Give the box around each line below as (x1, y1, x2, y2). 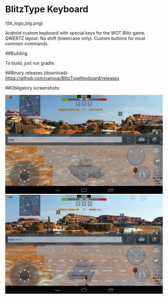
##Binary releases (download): (5, 69, 69, 76)
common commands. (5, 40, 49, 46)
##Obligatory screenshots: (5, 84, 60, 91)
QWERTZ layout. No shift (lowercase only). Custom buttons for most (5, 35, 146, 41)
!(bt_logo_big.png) (5, 20, 43, 26)
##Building (5, 50, 27, 56)
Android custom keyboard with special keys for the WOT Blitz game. (5, 30, 146, 36)
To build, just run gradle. (5, 60, 55, 66)
